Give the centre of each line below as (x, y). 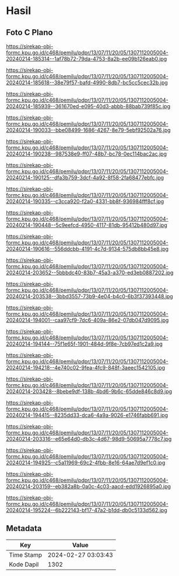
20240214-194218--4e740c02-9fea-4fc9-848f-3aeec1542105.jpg (85, 368)
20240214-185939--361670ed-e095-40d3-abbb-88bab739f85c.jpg (88, 106)
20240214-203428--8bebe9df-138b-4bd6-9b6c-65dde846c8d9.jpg (89, 391)
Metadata (24, 528)
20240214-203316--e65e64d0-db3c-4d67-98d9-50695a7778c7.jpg (89, 439)
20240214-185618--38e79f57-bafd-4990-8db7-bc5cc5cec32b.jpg (87, 82)
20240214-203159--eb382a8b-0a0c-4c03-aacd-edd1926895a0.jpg (88, 486)
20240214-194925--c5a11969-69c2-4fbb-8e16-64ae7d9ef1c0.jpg (86, 463)
